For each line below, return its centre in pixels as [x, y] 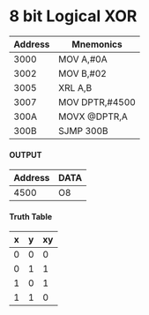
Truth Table [31, 216]
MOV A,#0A [83, 59]
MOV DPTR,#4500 [97, 101]
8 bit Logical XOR [73, 16]
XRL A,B [75, 87]
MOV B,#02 [83, 73]
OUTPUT [26, 154]
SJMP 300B [83, 131]
